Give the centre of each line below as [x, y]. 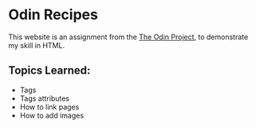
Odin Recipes [53, 15]
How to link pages [49, 106]
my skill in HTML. [37, 45]
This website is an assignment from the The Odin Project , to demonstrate [128, 37]
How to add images [52, 115]
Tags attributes [45, 98]
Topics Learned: [49, 71]
